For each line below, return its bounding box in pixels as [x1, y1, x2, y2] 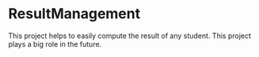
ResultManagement [8, 5, 141, 23]
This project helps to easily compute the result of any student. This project [8, 31, 252, 40]
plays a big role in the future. [8, 39, 102, 48]
